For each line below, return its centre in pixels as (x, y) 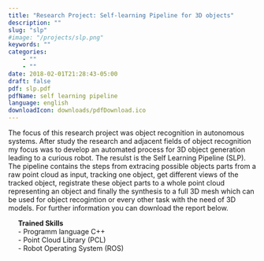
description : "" (35, 23)
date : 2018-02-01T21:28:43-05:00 (63, 74)
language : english (38, 103)
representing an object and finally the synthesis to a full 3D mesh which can (131, 191)
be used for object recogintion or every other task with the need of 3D (122, 200)
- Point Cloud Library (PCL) (62, 240)
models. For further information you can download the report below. (118, 208)
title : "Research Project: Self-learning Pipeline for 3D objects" (121, 15)
